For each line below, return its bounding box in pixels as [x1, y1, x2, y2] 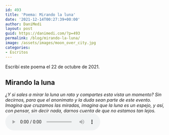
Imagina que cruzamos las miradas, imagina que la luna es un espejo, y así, [5, 102, 164, 109]
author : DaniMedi [5, 21, 42, 27]
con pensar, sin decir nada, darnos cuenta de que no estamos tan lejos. [5, 108, 156, 114]
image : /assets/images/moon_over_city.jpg [5, 40, 96, 46]
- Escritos [5, 50, 28, 55]
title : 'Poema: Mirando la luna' [5, 12, 76, 17]
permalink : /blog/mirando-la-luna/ [5, 36, 80, 41]
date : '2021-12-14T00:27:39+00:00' [5, 17, 80, 22]
